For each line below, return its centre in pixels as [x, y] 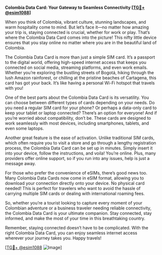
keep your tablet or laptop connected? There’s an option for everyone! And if [81, 113]
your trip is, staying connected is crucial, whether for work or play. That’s [78, 32]
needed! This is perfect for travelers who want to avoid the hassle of [73, 188]
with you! [14, 88]
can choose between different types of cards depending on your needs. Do [80, 103]
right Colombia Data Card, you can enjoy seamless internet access [71, 233]
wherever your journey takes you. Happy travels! [53, 238]
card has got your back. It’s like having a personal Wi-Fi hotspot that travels [80, 83]
